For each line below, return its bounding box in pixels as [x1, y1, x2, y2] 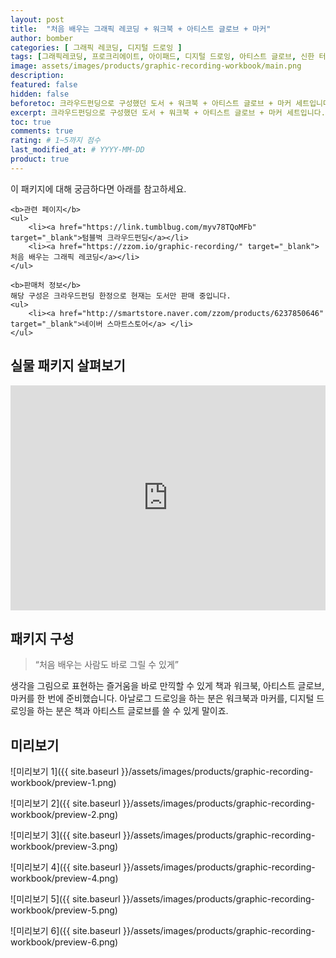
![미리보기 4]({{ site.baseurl [10, 861, 122, 873]
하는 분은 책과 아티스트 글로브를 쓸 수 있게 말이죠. [36, 705, 229, 717]
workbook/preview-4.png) [10, 872, 119, 885]
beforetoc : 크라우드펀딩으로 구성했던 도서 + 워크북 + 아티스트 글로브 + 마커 [10, 98, 292, 108]
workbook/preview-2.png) [10, 809, 119, 821]
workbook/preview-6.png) [10, 936, 119, 948]
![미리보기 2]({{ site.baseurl [10, 797, 121, 810]
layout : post [10, 14, 65, 25]
